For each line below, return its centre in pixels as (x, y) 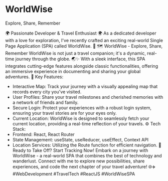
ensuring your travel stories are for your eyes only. (64, 113)
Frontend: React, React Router (44, 134)
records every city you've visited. (47, 92)
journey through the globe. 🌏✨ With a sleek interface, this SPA (80, 59)
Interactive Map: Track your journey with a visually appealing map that (85, 86)
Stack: (19, 129)
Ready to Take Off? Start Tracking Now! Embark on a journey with (80, 150)
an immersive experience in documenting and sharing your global (73, 71)
